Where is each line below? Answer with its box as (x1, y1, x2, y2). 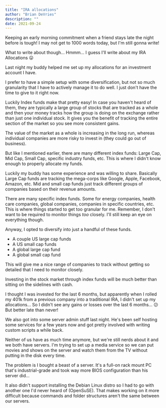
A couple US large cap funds (12, 236, 71, 242)
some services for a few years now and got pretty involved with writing (5, 322, 150, 328)
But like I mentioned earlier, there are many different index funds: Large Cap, (5, 150, 162, 156)
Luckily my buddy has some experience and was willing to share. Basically (5, 171, 158, 176)
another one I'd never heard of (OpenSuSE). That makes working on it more (5, 388, 160, 394)
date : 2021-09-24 (5, 21, 41, 26)
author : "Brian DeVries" (5, 12, 56, 17)
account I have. (5, 70, 37, 76)
